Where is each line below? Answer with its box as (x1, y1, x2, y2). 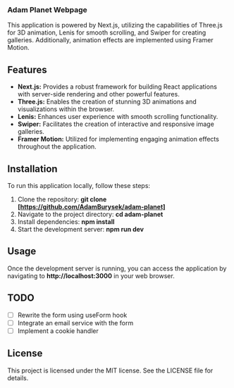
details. (7, 373, 29, 382)
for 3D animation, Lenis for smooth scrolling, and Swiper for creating (7, 28, 207, 37)
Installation (7, 163, 58, 175)
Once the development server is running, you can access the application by (7, 264, 227, 273)
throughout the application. (17, 142, 97, 151)
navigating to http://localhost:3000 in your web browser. (7, 271, 175, 280)
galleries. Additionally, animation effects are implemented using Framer (7, 36, 214, 44)
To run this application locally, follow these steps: (7, 181, 150, 189)
